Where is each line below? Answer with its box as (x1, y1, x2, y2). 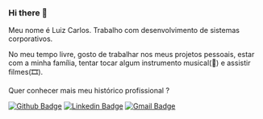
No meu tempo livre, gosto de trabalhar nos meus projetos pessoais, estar (8, 50, 255, 59)
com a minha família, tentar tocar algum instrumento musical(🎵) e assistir (8, 58, 251, 68)
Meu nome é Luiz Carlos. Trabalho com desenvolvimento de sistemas (8, 26, 240, 35)
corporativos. (8, 34, 53, 43)
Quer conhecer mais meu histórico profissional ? (8, 86, 170, 96)
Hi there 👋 (8, 7, 48, 18)
